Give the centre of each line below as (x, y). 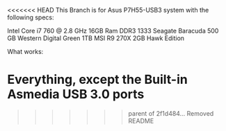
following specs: (31, 17)
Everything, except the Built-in (97, 80)
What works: (25, 52)
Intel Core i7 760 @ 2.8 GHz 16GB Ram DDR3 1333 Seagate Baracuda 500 (113, 31)
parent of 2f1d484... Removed (171, 113)
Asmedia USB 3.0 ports (76, 95)
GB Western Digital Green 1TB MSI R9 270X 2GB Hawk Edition (96, 38)
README (141, 121)
